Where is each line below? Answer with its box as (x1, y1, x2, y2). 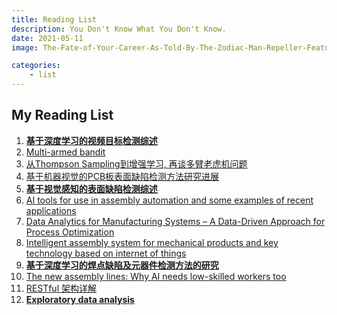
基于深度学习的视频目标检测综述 (25, 134, 158, 146)
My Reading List (11, 107, 114, 124)
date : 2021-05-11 (11, 33, 84, 43)
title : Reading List (11, 14, 98, 25)
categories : (11, 61, 61, 71)
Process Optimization (25, 226, 115, 238)
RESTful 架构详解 (25, 282, 97, 294)
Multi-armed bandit (25, 146, 106, 158)
